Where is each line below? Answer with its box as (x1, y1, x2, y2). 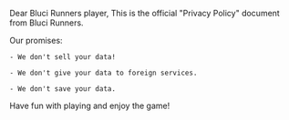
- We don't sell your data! (9, 53, 117, 62)
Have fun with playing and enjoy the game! (9, 100, 170, 111)
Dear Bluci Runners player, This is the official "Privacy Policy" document (9, 8, 280, 18)
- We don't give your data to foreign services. (9, 68, 198, 77)
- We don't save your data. (9, 85, 117, 94)
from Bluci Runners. (9, 17, 84, 28)
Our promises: (9, 35, 63, 45)
